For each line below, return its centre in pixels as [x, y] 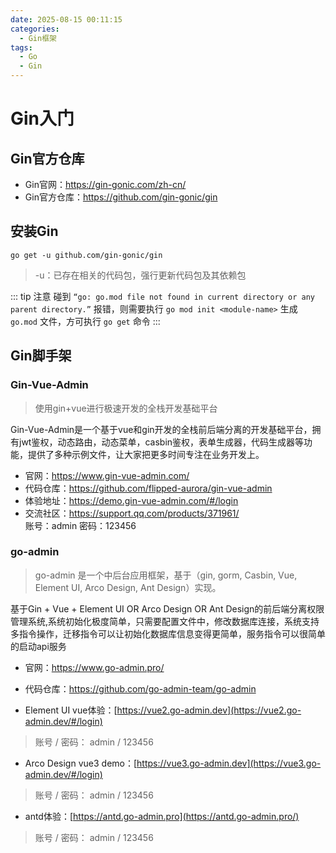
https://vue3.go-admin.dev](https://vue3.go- [229, 763]
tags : [21, 47]
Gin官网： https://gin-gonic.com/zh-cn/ [105, 184]
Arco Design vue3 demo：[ [81, 763]
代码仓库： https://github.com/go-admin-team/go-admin [140, 688]
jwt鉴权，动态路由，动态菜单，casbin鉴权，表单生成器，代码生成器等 [161, 442]
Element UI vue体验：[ [71, 710]
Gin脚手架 [41, 356]
